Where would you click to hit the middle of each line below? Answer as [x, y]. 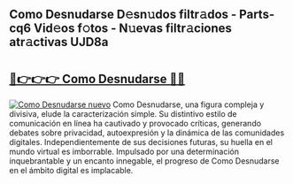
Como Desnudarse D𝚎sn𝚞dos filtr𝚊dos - [123, 15]
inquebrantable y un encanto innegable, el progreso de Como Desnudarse [144, 161]
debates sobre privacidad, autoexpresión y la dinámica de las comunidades [147, 133]
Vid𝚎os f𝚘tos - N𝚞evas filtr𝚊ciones [133, 29]
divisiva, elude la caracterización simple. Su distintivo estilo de [123, 114]
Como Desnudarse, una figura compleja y [188, 104]
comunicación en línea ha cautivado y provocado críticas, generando [135, 123]
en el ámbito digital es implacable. [71, 170]
